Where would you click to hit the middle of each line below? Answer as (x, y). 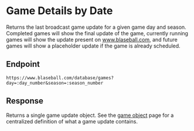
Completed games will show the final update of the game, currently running (97, 33)
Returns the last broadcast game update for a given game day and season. (96, 27)
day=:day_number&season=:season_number (55, 83)
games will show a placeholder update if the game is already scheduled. (93, 46)
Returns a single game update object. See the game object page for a (90, 115)
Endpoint (23, 64)
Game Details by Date (59, 11)
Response (25, 101)
